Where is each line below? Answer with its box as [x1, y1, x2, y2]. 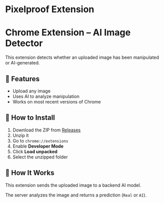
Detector [5, 38, 43, 49]
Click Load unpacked [12, 148, 58, 154]
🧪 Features [5, 75, 40, 83]
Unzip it [12, 132, 29, 138]
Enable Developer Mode [12, 143, 64, 149]
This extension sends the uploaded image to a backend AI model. [5, 182, 141, 188]
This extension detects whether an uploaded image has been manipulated [5, 54, 159, 60]
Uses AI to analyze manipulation [12, 93, 80, 99]
